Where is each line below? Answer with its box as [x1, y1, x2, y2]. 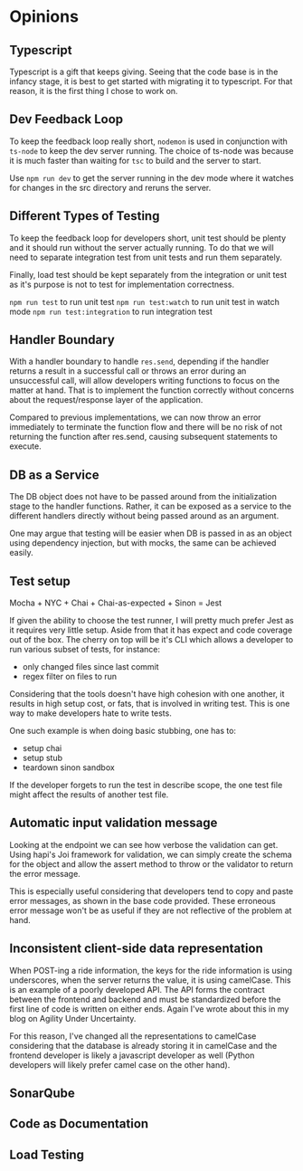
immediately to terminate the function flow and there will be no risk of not [9, 422, 283, 433]
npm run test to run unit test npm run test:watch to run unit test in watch [9, 296, 280, 307]
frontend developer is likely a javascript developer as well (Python [9, 1050, 255, 1061]
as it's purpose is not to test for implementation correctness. [9, 279, 235, 290]
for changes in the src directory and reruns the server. [9, 182, 212, 193]
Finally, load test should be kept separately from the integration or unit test [9, 269, 288, 280]
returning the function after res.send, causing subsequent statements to [9, 432, 278, 443]
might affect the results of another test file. [9, 789, 169, 800]
